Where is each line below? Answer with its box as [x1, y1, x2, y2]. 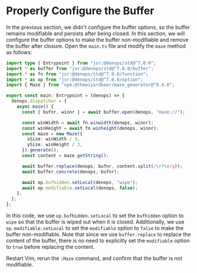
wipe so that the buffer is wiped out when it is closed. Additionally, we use [6, 218, 185, 225]
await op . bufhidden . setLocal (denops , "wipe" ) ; [21, 179, 138, 185]
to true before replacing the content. [6, 244, 95, 251]
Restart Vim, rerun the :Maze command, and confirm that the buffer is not [6, 255, 182, 262]
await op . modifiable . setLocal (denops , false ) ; [21, 185, 138, 191]
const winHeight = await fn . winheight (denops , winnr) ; [21, 125, 159, 131]
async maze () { [16, 104, 54, 110]
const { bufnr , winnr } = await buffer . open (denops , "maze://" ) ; [21, 109, 185, 115]
